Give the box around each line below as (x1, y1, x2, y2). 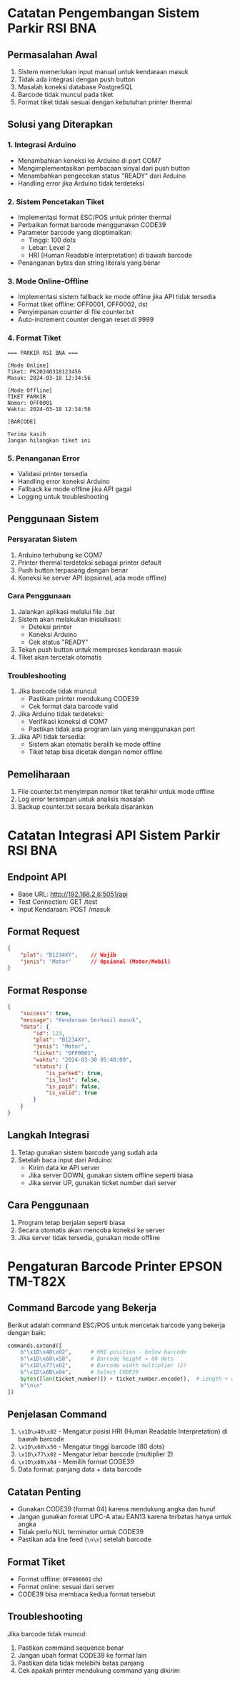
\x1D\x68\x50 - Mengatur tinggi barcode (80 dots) (17, 1442, 165, 1451)
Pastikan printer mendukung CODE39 (28, 695, 139, 703)
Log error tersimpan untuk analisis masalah (17, 795, 145, 803)
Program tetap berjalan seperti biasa (17, 1218, 126, 1227)
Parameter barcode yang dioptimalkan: (17, 228, 133, 236)
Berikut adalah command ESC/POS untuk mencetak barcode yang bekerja (7, 1321, 226, 1329)
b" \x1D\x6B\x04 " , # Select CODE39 (20, 1369, 139, 1376)
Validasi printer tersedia (17, 469, 88, 478)
